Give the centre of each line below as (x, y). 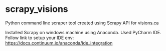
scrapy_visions (37, 9)
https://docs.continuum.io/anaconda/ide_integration (59, 43)
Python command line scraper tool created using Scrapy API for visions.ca (82, 23)
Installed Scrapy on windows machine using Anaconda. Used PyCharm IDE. (83, 32)
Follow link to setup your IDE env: (40, 38)
